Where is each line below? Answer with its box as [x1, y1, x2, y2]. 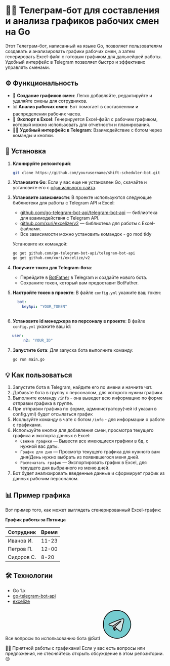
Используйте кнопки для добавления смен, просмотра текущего [12, 427, 154, 433]
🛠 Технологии [5, 571, 53, 580]
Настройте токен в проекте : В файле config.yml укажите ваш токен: [12, 289, 161, 296]
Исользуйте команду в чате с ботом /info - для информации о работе [12, 417, 165, 423]
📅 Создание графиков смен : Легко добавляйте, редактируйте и [12, 92, 152, 98]
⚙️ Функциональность [5, 79, 78, 88]
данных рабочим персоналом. [12, 476, 79, 482]
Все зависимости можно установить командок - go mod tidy [20, 231, 152, 237]
